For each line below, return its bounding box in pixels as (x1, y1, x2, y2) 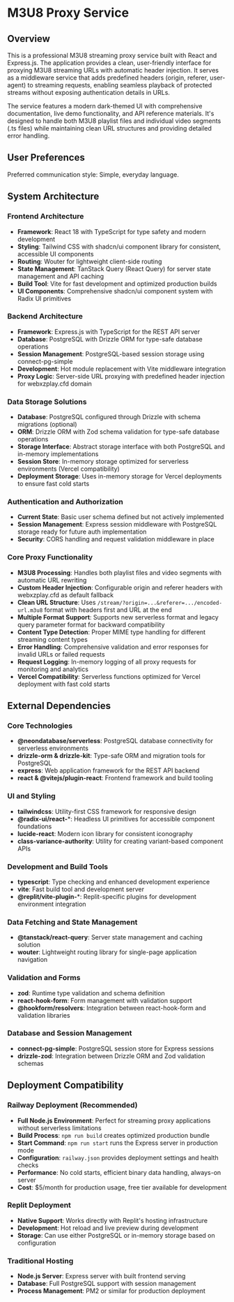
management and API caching (17, 272, 104, 280)
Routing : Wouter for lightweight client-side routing (17, 257, 162, 265)
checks (17, 1161, 39, 1169)
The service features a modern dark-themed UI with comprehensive (7, 102, 203, 110)
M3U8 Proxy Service (7, 5, 130, 21)
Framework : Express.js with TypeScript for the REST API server (17, 327, 201, 336)
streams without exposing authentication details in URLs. (7, 89, 171, 96)
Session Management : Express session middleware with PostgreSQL (17, 520, 217, 529)
